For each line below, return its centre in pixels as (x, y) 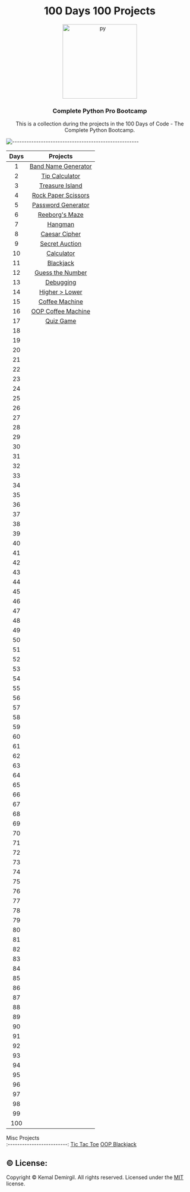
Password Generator (61, 205)
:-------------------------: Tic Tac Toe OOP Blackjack (71, 1144)
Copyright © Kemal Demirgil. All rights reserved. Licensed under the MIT (95, 1177)
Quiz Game (61, 321)
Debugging (61, 283)
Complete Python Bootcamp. (100, 130)
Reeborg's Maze (61, 215)
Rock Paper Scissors (61, 196)
